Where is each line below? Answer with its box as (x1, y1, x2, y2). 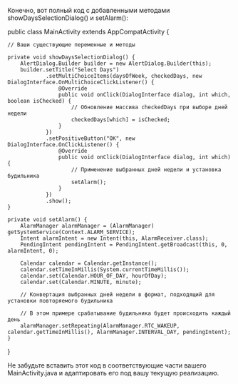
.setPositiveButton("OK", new (45, 135, 135, 142)
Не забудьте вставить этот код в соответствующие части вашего (7, 361, 207, 370)
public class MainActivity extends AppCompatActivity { (7, 28, 170, 36)
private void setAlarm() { (7, 216, 88, 223)
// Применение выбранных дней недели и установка (71, 166, 222, 173)
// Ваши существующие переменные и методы (7, 41, 135, 49)
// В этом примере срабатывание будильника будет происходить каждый (20, 310, 232, 317)
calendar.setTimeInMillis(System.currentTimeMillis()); (20, 266, 190, 273)
